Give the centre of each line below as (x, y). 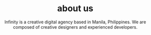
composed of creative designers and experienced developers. (75, 27)
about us (75, 9)
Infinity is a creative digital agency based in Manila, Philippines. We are (75, 22)
